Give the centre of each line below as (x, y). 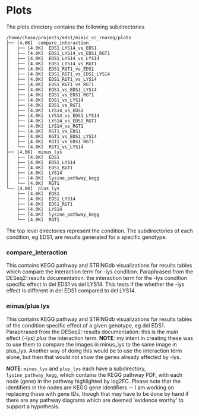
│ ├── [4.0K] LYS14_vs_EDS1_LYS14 (53, 116)
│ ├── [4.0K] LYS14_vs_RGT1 (45, 126)
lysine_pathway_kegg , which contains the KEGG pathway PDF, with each (94, 374)
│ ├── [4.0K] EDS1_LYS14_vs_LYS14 (53, 58)
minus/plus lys (28, 306)
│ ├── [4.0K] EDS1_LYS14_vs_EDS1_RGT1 (58, 53)
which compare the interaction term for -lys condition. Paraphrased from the (100, 272)
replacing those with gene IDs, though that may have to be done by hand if (97, 393)
